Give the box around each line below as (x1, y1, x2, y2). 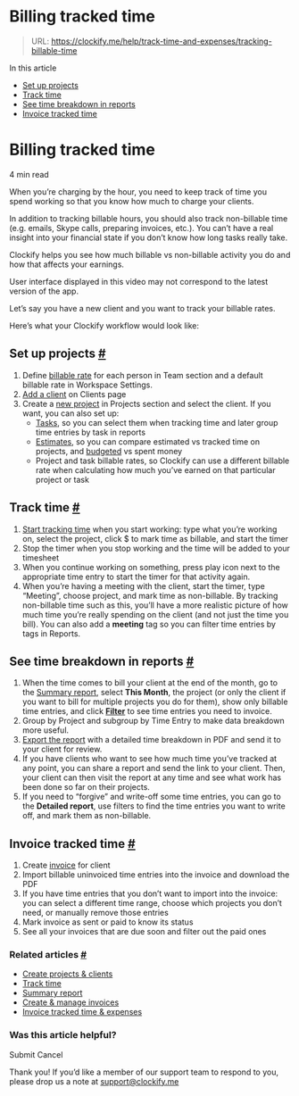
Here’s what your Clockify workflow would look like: (9, 320, 199, 331)
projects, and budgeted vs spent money (35, 445, 183, 456)
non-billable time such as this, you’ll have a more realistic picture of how (21, 600, 288, 610)
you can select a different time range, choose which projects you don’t (21, 898, 283, 909)
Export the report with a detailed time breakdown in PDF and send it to (21, 735, 281, 745)
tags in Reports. (21, 627, 81, 639)
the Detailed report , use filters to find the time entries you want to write (21, 801, 286, 811)
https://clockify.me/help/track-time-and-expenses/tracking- (51, 36, 272, 46)
